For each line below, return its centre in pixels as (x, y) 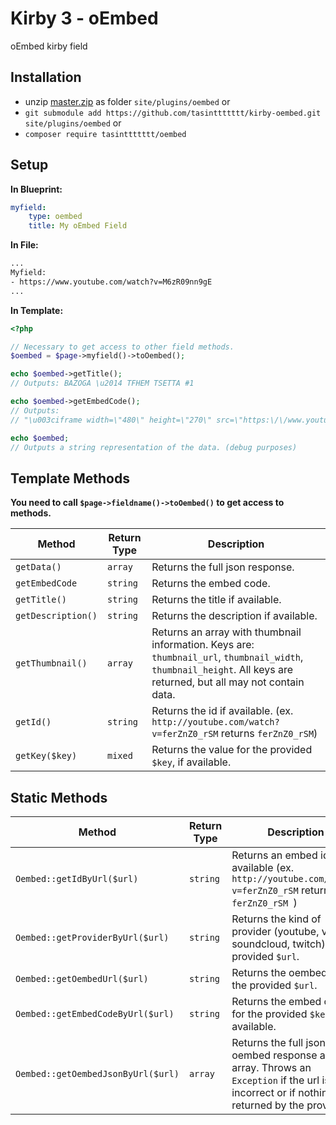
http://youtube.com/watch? (215, 722)
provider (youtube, (275, 932)
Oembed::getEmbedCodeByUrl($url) (95, 1014)
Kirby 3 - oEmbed (84, 18)
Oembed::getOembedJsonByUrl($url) (97, 1074)
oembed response (274, 1055)
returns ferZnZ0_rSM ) (269, 734)
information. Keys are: (203, 645)
